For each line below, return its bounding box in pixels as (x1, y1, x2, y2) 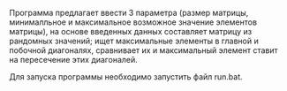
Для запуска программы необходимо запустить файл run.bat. (9, 72, 243, 82)
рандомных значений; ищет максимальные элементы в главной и (9, 35, 259, 46)
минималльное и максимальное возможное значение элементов (9, 17, 258, 27)
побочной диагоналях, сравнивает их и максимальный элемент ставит (9, 45, 278, 56)
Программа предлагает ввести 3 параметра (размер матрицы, (9, 8, 249, 18)
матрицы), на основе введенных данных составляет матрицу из (9, 27, 253, 36)
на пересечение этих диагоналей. (9, 55, 139, 64)
